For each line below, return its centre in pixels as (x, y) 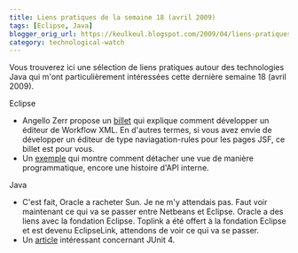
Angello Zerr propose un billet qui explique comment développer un (145, 121)
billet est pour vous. (58, 149)
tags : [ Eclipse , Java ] (51, 26)
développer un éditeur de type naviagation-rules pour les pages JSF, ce (153, 139)
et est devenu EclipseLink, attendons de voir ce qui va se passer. (141, 231)
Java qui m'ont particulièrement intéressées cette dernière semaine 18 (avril (148, 77)
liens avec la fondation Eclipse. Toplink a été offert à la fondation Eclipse (154, 221)
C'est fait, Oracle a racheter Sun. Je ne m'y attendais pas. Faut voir (145, 202)
